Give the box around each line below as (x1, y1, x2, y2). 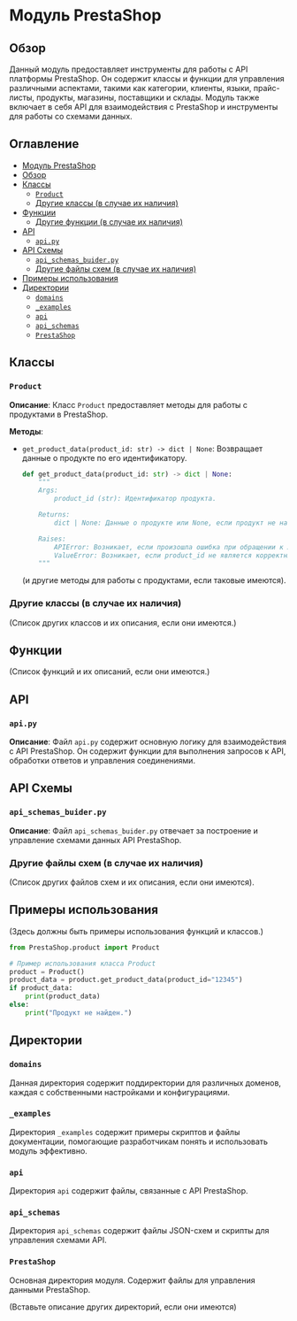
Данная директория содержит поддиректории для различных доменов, (9, 1077, 281, 1088)
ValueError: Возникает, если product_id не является (54, 550, 253, 560)
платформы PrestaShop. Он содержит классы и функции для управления (9, 73, 285, 84)
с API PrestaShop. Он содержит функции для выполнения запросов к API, (9, 746, 286, 757)
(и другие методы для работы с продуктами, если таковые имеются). (21, 575, 286, 586)
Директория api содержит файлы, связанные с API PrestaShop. (9, 1186, 249, 1196)
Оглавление (9, 136, 80, 151)
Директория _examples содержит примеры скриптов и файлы (9, 1126, 240, 1137)
